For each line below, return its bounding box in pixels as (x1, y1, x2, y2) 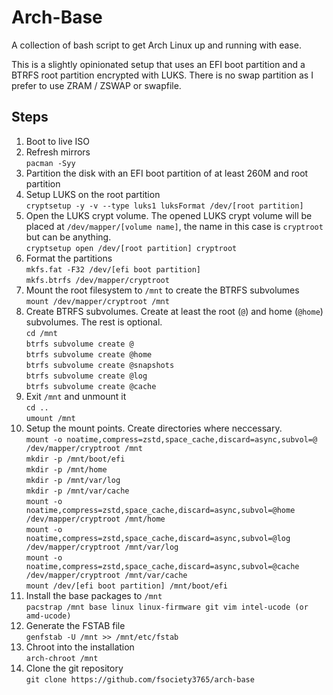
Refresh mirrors (25, 146, 91, 158)
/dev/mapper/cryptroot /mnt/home (25, 514, 166, 524)
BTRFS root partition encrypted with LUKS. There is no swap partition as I (11, 69, 314, 81)
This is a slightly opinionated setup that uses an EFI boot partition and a (11, 58, 306, 70)
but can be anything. (25, 231, 112, 243)
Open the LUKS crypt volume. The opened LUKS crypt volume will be (25, 209, 313, 221)
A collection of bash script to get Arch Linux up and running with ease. (11, 39, 302, 51)
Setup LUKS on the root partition (25, 188, 161, 200)
